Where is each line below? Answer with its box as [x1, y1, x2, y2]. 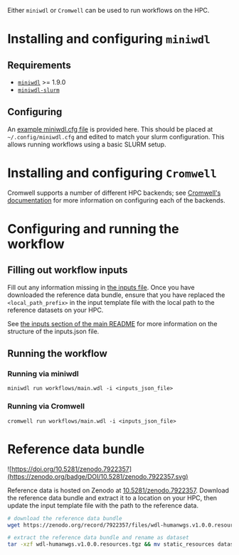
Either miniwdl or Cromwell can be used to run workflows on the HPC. [7, 6, 210, 14]
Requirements [7, 59, 71, 71]
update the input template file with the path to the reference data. [7, 501, 199, 510]
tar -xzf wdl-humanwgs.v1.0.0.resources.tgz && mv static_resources [7, 541, 215, 548]
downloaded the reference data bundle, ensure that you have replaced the [7, 291, 225, 299]
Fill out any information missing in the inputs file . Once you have [7, 283, 195, 291]
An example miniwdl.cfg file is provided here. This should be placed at [7, 124, 213, 134]
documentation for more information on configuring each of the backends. [7, 195, 225, 205]
